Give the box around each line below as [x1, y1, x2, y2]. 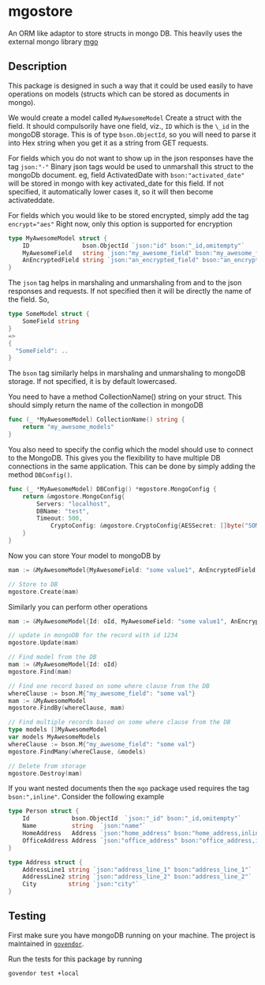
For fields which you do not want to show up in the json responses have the [8, 153, 254, 163]
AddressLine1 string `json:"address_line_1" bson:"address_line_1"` [22, 866, 252, 874]
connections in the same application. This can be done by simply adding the [8, 461, 256, 471]
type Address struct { [8, 858, 83, 867]
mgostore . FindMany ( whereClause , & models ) [8, 747, 147, 756]
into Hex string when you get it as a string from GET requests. [8, 137, 209, 148]
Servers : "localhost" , [36, 500, 111, 508]
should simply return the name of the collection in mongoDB [8, 400, 203, 410]
